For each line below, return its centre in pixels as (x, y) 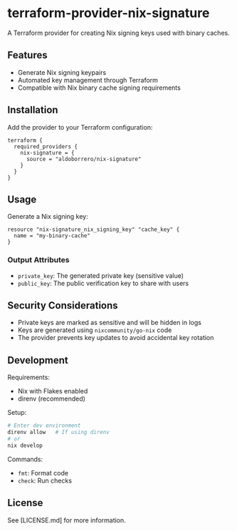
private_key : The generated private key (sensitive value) (100, 275)
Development (38, 360)
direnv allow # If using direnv (59, 433)
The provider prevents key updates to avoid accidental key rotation (116, 338)
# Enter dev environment (44, 426)
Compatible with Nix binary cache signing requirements (99, 88)
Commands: (25, 459)
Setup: (17, 413)
